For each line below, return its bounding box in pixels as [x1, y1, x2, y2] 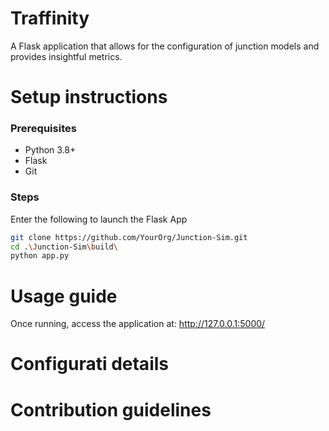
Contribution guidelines [10, 398, 212, 421]
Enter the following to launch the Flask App [10, 213, 188, 225]
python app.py [10, 251, 70, 261]
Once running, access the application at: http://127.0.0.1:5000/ [10, 318, 266, 330]
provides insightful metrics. [10, 50, 123, 62]
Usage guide [10, 285, 118, 307]
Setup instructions [10, 86, 168, 109]
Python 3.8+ [24, 144, 77, 156]
